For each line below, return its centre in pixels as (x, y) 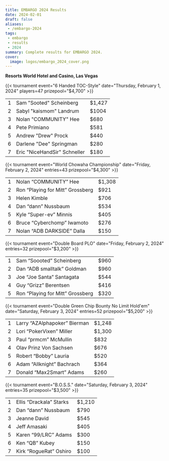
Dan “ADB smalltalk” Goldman (51, 269)
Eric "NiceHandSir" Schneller (50, 152)
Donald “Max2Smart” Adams (50, 373)
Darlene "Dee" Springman (47, 144)
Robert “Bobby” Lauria (43, 356)
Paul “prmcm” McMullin (44, 340)
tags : (11, 33)
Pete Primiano (33, 128)
